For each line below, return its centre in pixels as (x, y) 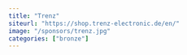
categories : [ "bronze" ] (49, 38)
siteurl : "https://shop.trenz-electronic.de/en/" (94, 23)
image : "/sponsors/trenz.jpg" (60, 31)
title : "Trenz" (34, 16)
